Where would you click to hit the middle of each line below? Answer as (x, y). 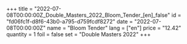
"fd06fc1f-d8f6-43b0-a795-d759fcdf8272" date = (70, 21)
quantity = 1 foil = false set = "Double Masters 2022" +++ (79, 34)
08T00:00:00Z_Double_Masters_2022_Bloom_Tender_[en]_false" (88, 15)
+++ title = (20, 9)
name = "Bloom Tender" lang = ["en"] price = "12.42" (114, 28)
